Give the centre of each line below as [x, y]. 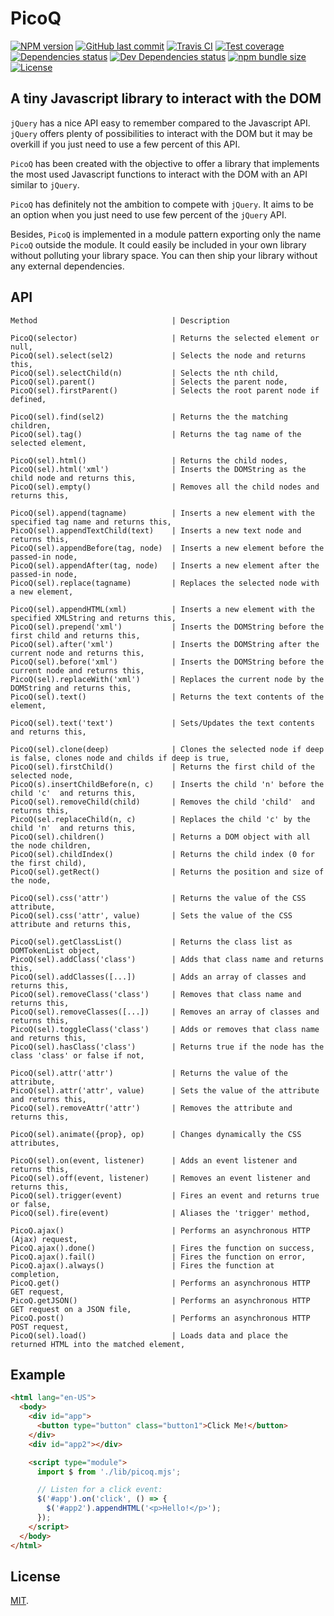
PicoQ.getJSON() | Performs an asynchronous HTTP [160, 1300]
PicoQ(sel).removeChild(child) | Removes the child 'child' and [162, 802]
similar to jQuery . [45, 184]
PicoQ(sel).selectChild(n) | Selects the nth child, [145, 373]
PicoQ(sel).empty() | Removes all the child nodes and [165, 487]
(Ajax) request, [44, 1239]
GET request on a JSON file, [71, 1309]
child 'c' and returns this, [73, 793]
